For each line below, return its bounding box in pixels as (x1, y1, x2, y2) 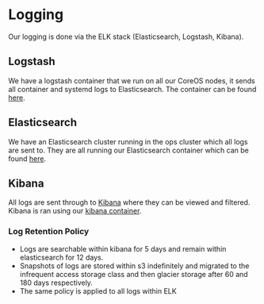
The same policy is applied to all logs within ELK (19, 286, 177, 295)
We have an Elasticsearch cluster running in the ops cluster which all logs (8, 137, 248, 146)
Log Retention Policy (8, 226, 90, 237)
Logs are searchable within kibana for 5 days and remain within (19, 244, 227, 253)
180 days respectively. (19, 278, 94, 287)
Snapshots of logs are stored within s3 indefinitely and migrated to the (19, 260, 250, 271)
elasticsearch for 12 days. (19, 252, 104, 262)
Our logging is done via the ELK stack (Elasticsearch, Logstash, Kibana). (8, 32, 244, 41)
